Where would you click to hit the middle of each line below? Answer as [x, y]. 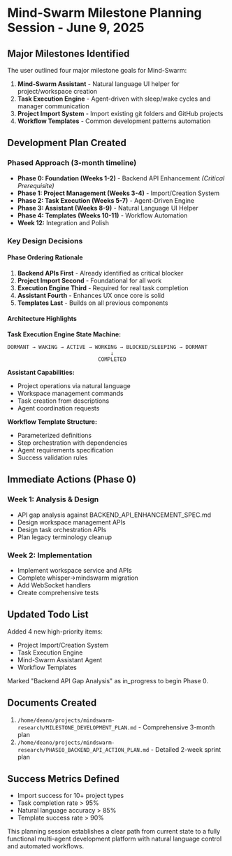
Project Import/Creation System [63, 645]
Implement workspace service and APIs [74, 570]
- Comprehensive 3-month [176, 727]
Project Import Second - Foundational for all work [89, 280]
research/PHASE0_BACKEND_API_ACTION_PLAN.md [83, 750]
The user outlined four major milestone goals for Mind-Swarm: [97, 70]
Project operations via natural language [74, 386]
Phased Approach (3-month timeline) [72, 163]
